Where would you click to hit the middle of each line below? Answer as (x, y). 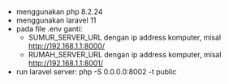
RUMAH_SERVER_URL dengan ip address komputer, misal (125, 55)
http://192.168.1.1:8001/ (66, 63)
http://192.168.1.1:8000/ (67, 46)
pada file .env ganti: (49, 29)
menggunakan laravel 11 (56, 20)
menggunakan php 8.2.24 (59, 12)
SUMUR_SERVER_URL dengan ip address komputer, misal (125, 37)
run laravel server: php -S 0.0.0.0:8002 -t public (96, 71)
